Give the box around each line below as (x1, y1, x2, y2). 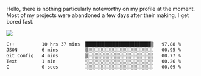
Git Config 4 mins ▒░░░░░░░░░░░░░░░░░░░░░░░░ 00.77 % (6, 52, 182, 58)
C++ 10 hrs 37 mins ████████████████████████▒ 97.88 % (6, 41, 182, 47)
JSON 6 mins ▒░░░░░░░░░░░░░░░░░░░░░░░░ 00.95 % (6, 47, 182, 53)
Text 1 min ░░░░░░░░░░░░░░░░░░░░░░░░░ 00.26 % (6, 58, 182, 64)
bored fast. (6, 18, 34, 25)
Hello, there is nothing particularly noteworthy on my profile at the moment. (6, 5, 196, 12)
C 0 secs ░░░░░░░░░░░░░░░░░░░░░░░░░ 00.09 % (6, 64, 182, 70)
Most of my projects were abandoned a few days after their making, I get (6, 12, 189, 19)
